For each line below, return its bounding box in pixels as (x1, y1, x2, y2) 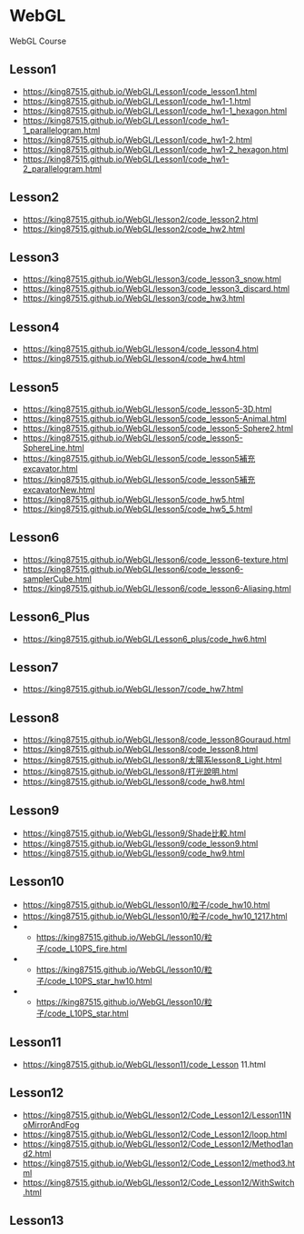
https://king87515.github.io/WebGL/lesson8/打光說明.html (22, 766, 239, 777)
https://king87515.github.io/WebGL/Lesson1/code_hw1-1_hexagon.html (22, 105, 288, 116)
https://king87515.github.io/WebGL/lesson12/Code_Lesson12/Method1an (22, 1138, 294, 1149)
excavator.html (22, 463, 79, 473)
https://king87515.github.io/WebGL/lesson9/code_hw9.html (22, 848, 245, 859)
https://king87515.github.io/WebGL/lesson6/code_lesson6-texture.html (22, 553, 289, 564)
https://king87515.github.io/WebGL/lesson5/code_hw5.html (22, 494, 245, 504)
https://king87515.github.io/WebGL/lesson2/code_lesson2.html (22, 214, 259, 224)
